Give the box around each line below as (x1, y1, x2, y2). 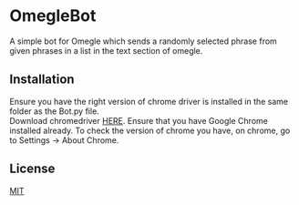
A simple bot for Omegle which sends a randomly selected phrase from (9, 36, 278, 46)
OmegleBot (9, 5, 97, 26)
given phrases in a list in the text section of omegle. (9, 45, 203, 56)
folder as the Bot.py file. (9, 106, 100, 117)
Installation (9, 72, 75, 87)
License (9, 161, 56, 177)
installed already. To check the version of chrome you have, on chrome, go (9, 125, 291, 136)
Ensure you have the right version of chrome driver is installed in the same (9, 96, 289, 107)
